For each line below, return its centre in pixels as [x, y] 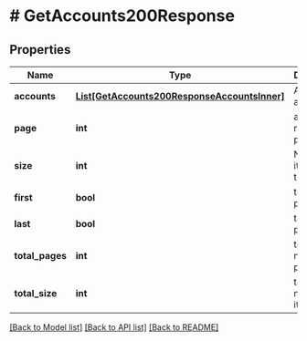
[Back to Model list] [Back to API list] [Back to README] [114, 327]
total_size [36, 293]
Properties [40, 50]
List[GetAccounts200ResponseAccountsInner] [180, 96]
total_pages [40, 256]
